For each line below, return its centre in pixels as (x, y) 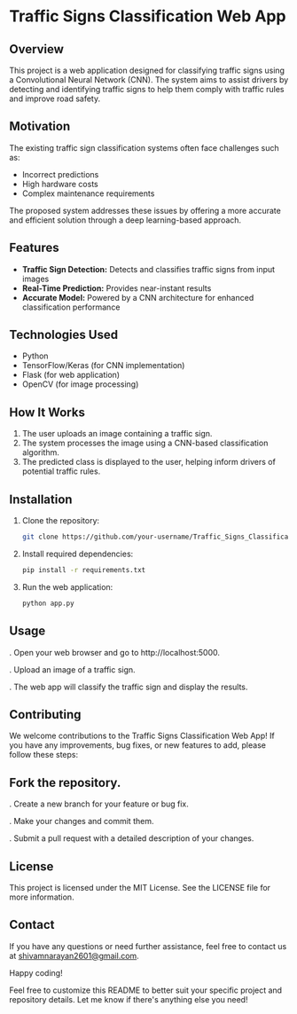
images (35, 279)
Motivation (40, 126)
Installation (41, 499)
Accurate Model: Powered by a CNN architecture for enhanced (138, 297)
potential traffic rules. (61, 471)
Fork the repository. (65, 782)
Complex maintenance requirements (88, 193)
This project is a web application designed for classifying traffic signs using (147, 70)
